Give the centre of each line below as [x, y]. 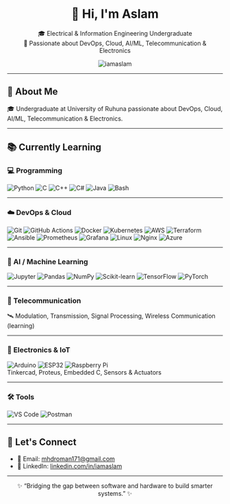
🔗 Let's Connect [42, 442]
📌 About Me [33, 92]
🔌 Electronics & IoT [39, 350]
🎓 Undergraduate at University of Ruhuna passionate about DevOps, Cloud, [115, 108]
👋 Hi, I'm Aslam [115, 14]
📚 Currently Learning [54, 148]
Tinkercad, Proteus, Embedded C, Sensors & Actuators [85, 372]
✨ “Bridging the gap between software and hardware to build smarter [115, 486]
